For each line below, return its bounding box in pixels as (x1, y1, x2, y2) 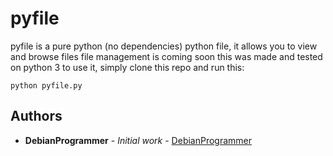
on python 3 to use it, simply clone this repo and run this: (10, 61, 245, 73)
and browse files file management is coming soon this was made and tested (10, 50, 323, 62)
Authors (10, 108, 63, 125)
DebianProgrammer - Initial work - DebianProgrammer (24, 134, 253, 146)
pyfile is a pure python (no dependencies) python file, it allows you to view (10, 40, 318, 52)
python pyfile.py (10, 80, 83, 91)
